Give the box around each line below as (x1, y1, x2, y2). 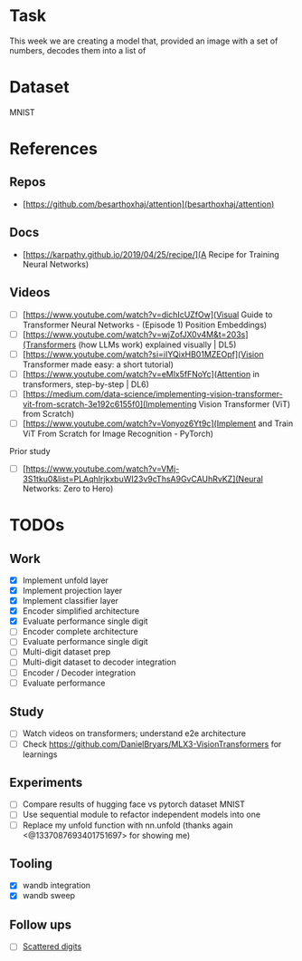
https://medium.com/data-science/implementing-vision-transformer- (25, 388, 283, 399)
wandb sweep (22, 890, 75, 901)
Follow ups (9, 917, 72, 932)
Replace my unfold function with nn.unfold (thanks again (22, 820, 233, 830)
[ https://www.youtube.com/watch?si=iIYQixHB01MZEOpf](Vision (22, 348, 264, 359)
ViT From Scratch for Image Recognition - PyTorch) (22, 428, 214, 439)
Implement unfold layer (22, 575, 109, 586)
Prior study (9, 445, 52, 456)
